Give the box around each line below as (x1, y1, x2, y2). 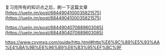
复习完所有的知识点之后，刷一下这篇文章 (5, 4, 88, 10)
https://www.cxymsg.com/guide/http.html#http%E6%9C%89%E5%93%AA (5, 39, 160, 45)
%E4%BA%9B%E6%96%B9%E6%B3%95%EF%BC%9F (5, 45, 122, 50)
